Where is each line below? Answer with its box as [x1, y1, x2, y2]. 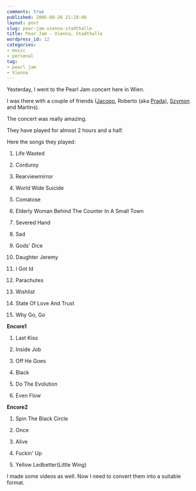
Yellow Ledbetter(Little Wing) [15, 461, 87, 468]
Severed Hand [15, 219, 51, 226]
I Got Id [15, 265, 34, 273]
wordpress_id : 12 [7, 36, 50, 42]
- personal [7, 53, 34, 59]
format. [7, 479, 25, 486]
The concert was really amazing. [7, 115, 87, 123]
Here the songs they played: [7, 138, 76, 146]
